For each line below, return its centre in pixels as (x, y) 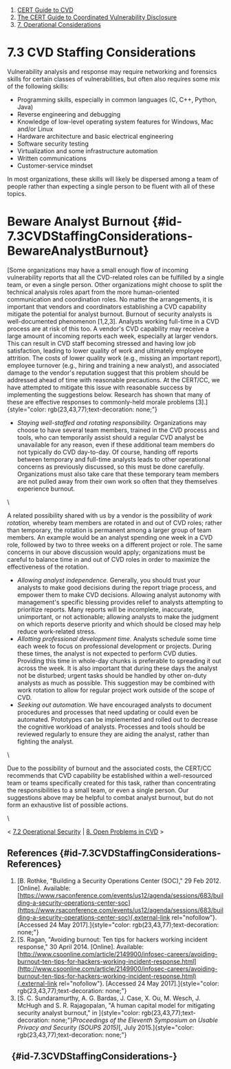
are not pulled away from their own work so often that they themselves (117, 481)
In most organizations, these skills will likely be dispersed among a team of (113, 179)
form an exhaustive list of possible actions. (68, 805)
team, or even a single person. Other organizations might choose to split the (114, 284)
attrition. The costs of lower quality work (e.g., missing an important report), (114, 357)
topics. (17, 193)
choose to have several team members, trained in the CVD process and (118, 430)
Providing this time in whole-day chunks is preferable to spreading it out (119, 660)
